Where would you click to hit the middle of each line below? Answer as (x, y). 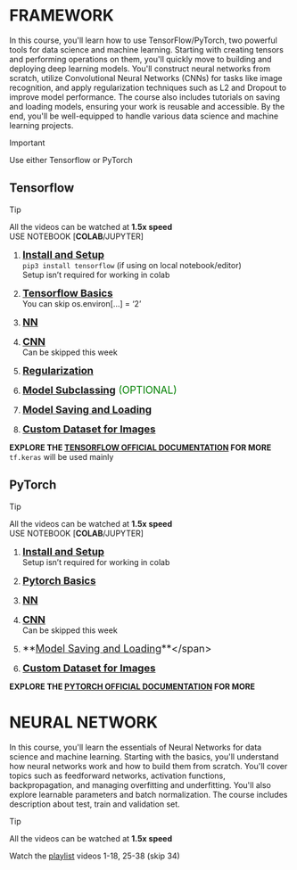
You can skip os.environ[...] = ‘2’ (82, 303)
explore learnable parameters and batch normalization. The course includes (148, 794)
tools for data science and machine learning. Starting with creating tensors (146, 49)
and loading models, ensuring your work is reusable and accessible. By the (147, 106)
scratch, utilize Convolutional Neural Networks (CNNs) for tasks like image (146, 78)
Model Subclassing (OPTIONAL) (99, 390)
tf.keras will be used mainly (62, 456)
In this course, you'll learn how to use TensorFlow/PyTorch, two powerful (144, 40)
